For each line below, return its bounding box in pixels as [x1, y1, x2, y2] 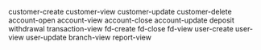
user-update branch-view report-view [25, 32, 151, 42]
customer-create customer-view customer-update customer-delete [8, 7, 232, 16]
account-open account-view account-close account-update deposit [8, 15, 235, 25]
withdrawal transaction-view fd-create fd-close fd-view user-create [8, 24, 234, 33]
